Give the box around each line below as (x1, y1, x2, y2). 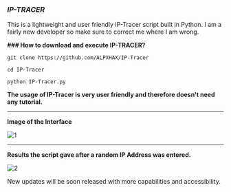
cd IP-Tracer (7, 67, 45, 74)
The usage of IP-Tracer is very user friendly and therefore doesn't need (7, 91, 215, 99)
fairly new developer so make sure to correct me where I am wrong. (7, 28, 199, 36)
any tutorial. (7, 98, 43, 106)
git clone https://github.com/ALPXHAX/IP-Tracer (7, 54, 149, 61)
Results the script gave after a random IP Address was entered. (7, 151, 191, 159)
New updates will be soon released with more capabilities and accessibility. (7, 178, 221, 186)
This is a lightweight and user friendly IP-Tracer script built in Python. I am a (7, 21, 222, 29)
